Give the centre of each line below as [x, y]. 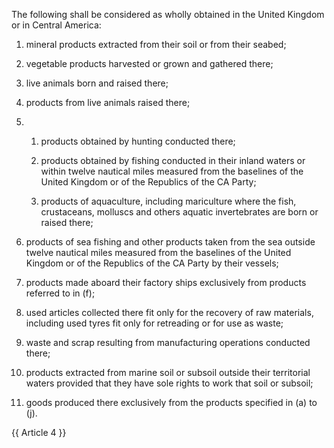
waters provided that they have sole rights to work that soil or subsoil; [169, 383]
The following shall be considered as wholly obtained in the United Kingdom [168, 14]
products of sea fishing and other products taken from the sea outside [170, 242]
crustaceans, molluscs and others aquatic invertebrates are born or [179, 212]
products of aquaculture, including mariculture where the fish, [168, 201]
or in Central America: [56, 25]
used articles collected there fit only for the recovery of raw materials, [169, 312]
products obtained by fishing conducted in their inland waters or [173, 160]
